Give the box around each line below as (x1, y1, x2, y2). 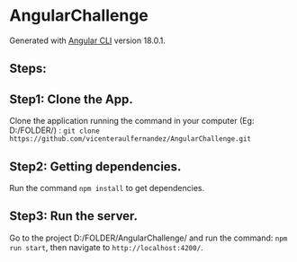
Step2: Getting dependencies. (9, 159, 182, 174)
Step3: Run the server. (9, 208, 138, 224)
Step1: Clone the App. (9, 92, 133, 107)
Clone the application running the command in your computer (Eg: (9, 116, 255, 127)
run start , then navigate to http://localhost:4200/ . (9, 241, 204, 252)
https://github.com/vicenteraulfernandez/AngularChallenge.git (9, 135, 252, 144)
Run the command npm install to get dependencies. (9, 182, 205, 193)
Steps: (9, 61, 47, 76)
